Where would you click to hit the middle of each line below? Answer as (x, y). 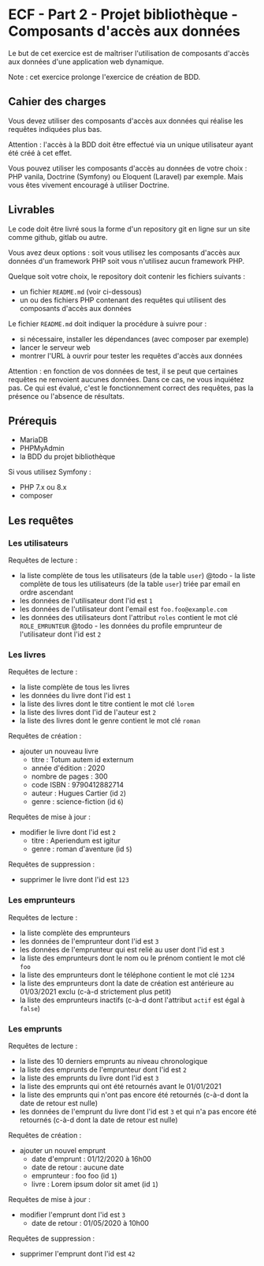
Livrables (32, 210)
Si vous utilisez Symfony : (50, 472)
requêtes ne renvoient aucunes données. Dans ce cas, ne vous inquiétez (126, 379)
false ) (30, 1008)
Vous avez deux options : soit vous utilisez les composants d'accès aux (124, 252)
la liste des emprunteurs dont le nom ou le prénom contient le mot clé (132, 958)
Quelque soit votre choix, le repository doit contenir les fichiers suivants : (127, 276)
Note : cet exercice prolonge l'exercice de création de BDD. (104, 77)
